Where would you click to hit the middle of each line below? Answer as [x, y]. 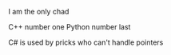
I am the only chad [39, 12]
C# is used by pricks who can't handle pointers [86, 42]
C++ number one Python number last [70, 27]
